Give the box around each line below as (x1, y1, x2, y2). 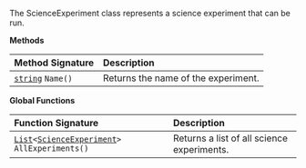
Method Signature (14, 56, 95, 69)
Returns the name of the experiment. (103, 72, 260, 84)
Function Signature (14, 117, 99, 129)
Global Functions (9, 95, 76, 105)
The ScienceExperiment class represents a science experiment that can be (9, 8, 291, 18)
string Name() (14, 74, 73, 84)
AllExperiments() (14, 143, 89, 153)
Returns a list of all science (172, 132, 289, 144)
